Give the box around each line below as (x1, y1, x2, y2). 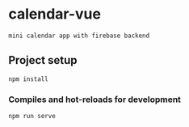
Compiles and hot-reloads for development (8, 94, 182, 105)
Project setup (8, 53, 78, 67)
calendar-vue (8, 5, 101, 23)
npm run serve (8, 112, 57, 121)
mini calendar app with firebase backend (8, 32, 150, 40)
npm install (8, 74, 48, 83)
